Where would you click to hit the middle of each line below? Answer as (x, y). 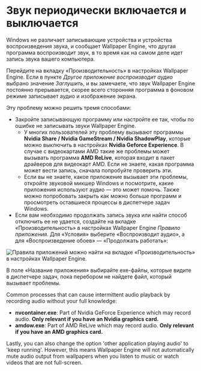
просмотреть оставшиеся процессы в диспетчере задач (97, 202)
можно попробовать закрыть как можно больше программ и (103, 196)
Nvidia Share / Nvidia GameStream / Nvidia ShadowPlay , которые (107, 138)
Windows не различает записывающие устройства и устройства (89, 40)
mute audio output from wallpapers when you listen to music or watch (92, 356)
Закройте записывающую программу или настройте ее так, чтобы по (104, 119)
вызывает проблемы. (34, 283)
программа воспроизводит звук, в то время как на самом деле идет (94, 52)
